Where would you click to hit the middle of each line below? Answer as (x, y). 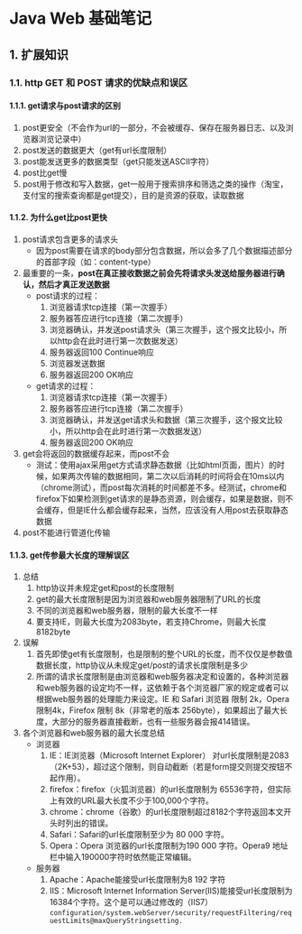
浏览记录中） (62, 139)
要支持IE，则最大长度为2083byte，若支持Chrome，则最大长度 (151, 622)
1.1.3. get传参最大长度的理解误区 (69, 555)
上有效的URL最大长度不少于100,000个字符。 (131, 800)
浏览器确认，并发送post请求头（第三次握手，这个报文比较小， (164, 329)
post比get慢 (45, 172)
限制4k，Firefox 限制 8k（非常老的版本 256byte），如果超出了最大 (158, 710)
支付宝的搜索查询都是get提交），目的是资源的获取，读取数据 (133, 195)
